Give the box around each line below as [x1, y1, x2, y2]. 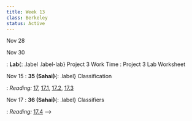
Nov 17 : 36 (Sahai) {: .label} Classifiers [6, 96, 104, 104]
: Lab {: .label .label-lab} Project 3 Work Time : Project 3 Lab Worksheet [6, 61, 186, 68]
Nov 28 [6, 37, 25, 45]
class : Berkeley [6, 15, 48, 21]
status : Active [6, 20, 45, 26]
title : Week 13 [6, 9, 45, 15]
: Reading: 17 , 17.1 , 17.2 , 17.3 [6, 84, 74, 92]
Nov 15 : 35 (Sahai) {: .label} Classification [6, 73, 112, 80]
